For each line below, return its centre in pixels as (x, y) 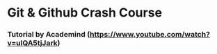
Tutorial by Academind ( (49, 35)
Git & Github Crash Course (85, 13)
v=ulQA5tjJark (32, 43)
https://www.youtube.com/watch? (150, 35)
